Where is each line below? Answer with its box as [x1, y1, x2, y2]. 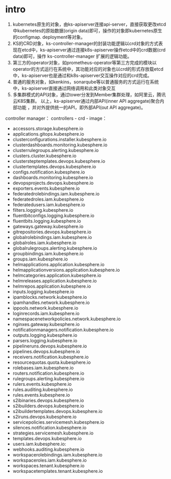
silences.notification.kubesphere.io [12, 424, 87, 430]
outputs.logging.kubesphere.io [12, 332, 78, 338]
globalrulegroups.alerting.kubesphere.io [12, 245, 97, 251]
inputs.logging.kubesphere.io [12, 288, 75, 295]
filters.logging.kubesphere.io [12, 207, 74, 213]
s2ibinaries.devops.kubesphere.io [12, 397, 84, 403]
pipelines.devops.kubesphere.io [12, 348, 80, 354]
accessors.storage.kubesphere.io [12, 125, 83, 132]
